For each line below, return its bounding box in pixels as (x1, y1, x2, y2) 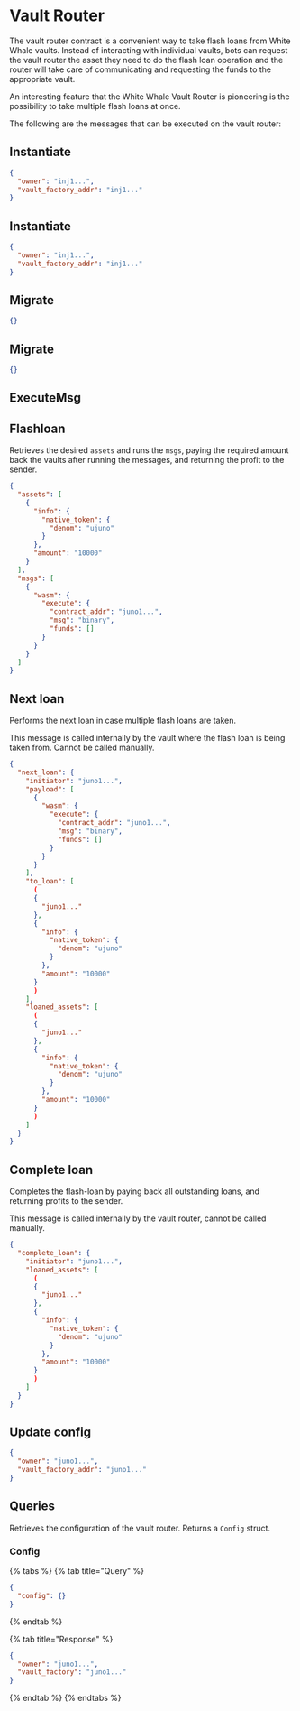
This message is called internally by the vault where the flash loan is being (9, 733, 286, 744)
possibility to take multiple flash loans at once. (9, 100, 182, 111)
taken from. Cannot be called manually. (9, 742, 155, 754)
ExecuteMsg (9, 390, 82, 406)
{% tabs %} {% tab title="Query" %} (9, 1566, 144, 1577)
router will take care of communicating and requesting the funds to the (9, 64, 272, 75)
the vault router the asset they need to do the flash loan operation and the (9, 54, 284, 65)
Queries (9, 1499, 56, 1514)
